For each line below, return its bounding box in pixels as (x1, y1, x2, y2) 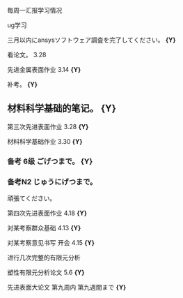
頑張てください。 (7, 194, 56, 202)
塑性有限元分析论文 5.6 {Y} (7, 268, 85, 277)
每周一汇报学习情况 (7, 6, 63, 14)
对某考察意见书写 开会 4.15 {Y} (7, 239, 95, 247)
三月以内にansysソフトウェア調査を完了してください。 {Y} (7, 36, 176, 44)
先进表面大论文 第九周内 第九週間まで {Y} (7, 283, 127, 292)
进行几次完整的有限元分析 (7, 253, 81, 262)
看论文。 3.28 (7, 51, 47, 59)
